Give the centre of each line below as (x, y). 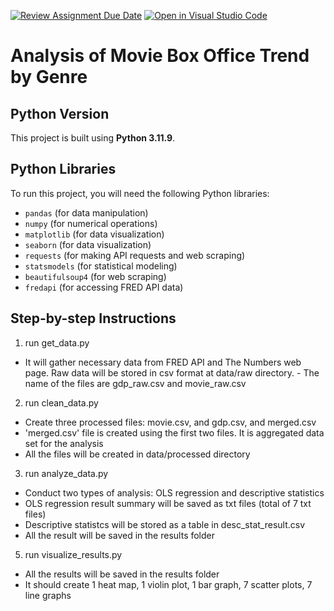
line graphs (48, 595)
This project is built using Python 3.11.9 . (93, 138)
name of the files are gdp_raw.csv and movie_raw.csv (135, 383)
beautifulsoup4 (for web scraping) (95, 276)
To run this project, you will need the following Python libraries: (140, 193)
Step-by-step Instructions (93, 318)
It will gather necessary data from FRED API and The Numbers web (163, 362)
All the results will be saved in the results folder (122, 574)
